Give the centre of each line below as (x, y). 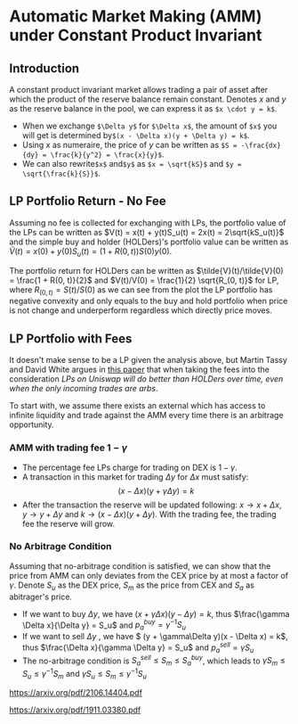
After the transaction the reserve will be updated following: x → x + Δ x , (152, 505)
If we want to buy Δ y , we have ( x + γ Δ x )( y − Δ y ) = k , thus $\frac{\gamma (156, 613)
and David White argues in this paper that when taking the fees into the (139, 370)
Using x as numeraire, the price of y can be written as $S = (129, 145)
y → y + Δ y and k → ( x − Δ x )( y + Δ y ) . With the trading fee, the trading (149, 514)
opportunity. (32, 424)
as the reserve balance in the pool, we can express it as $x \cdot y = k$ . (143, 108)
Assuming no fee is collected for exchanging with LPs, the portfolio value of (148, 222)
